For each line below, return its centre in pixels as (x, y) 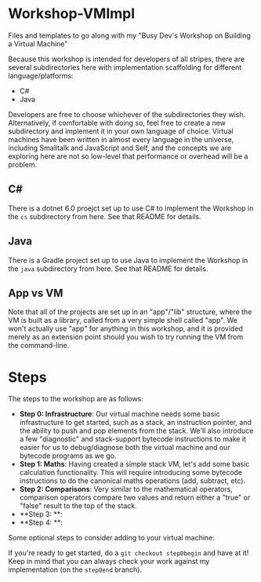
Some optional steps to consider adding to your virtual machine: (112, 538)
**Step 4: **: (41, 522)
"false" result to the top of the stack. (78, 506)
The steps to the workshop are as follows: (76, 399)
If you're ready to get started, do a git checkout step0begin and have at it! (129, 553)
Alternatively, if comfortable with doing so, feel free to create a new (117, 123)
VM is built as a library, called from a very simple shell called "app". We (123, 320)
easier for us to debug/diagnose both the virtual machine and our (125, 448)
